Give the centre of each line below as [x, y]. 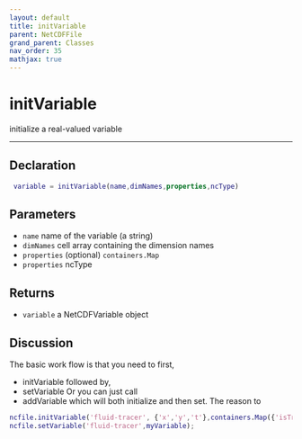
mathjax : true [36, 59]
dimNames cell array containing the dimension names [118, 246]
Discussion [41, 343]
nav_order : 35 [36, 51]
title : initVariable [48, 26]
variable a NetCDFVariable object [85, 315]
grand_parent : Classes [52, 43]
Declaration [43, 166]
